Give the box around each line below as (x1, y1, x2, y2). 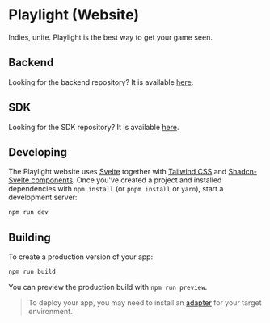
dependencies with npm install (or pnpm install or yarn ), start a (8, 184, 224, 194)
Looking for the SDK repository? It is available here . (8, 122, 179, 132)
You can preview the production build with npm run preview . (8, 282, 208, 292)
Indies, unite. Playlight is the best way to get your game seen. (8, 32, 213, 42)
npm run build (8, 268, 57, 276)
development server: (8, 192, 78, 203)
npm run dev (8, 208, 49, 216)
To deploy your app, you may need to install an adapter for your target (27, 297, 262, 308)
